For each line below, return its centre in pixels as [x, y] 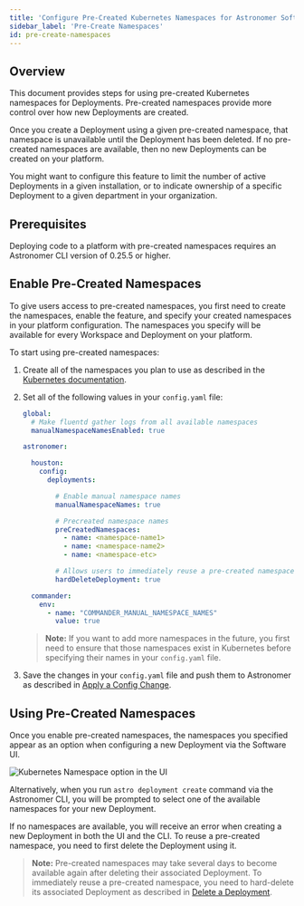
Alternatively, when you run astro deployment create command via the [142, 790]
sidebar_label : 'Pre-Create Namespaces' [87, 26]
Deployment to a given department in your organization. [114, 196]
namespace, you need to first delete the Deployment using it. [123, 846]
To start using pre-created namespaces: [85, 352]
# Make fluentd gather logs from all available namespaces [145, 422]
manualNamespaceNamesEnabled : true [98, 430]
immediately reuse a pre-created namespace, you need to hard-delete [162, 882]
